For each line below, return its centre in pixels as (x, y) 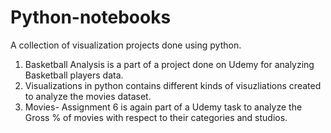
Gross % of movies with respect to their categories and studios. (156, 117)
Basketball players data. (74, 75)
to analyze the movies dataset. (88, 96)
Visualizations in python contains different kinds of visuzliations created (173, 85)
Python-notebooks (91, 17)
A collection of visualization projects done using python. (126, 45)
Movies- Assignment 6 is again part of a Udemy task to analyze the (163, 107)
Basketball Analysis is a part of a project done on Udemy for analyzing (169, 64)
